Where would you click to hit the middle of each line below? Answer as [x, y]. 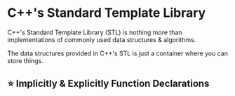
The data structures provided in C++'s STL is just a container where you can [117, 53]
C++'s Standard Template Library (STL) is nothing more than [95, 32]
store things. [25, 60]
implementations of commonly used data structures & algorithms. [102, 39]
